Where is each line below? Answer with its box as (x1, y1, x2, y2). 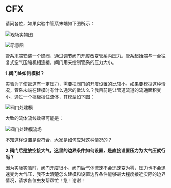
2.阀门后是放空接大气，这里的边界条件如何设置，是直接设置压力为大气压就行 (5, 147, 166, 153)
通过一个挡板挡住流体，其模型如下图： (14, 93, 95, 100)
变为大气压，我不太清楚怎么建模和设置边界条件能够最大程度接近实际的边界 (9, 171, 166, 177)
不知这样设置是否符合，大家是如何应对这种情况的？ (5, 137, 112, 143)
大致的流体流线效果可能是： (5, 115, 64, 121)
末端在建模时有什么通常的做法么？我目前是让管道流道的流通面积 (22, 87, 157, 93)
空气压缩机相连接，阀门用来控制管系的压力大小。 (14, 59, 117, 65)
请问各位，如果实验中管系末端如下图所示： (5, 20, 95, 26)
